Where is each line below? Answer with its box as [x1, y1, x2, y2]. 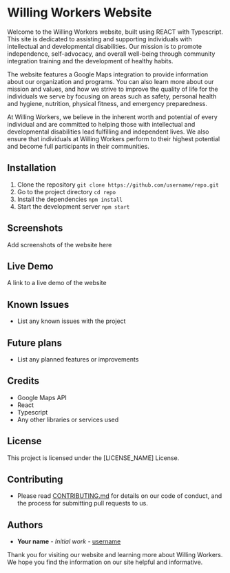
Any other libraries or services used [17, 415, 119, 424]
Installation [7, 162, 56, 174]
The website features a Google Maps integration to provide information [7, 70, 209, 79]
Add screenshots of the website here [7, 240, 112, 249]
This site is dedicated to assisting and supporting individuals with [7, 34, 192, 43]
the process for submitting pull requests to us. [17, 499, 148, 508]
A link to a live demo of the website [7, 279, 107, 287]
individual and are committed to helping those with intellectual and [7, 120, 196, 128]
